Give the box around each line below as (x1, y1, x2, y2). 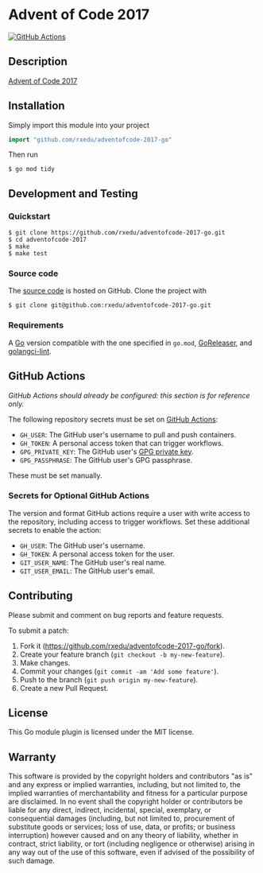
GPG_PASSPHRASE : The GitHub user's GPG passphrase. (19, 455, 193, 464)
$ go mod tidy (8, 165, 56, 173)
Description (8, 55, 68, 68)
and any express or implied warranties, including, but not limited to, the (8, 780, 241, 790)
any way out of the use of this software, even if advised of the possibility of (8, 848, 255, 857)
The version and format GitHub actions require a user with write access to (8, 508, 250, 518)
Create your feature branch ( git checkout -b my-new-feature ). (19, 650, 225, 659)
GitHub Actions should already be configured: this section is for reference (8, 390, 250, 400)
